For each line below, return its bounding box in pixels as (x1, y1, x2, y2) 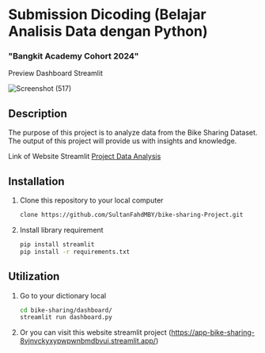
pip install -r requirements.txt (19, 248, 131, 256)
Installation (8, 174, 65, 188)
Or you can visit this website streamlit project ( (19, 328, 172, 337)
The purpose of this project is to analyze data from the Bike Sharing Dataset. (8, 128, 258, 138)
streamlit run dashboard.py (19, 313, 112, 321)
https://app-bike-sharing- (171, 328, 255, 337)
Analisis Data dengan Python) (8, 22, 208, 40)
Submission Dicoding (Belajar (8, 6, 207, 24)
